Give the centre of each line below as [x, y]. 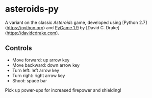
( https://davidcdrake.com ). [32, 33]
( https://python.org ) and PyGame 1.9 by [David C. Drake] [62, 27]
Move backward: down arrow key [46, 65]
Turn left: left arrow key [36, 70]
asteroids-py [32, 9]
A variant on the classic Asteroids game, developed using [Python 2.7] [76, 22]
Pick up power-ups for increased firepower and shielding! [63, 90]
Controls [19, 48]
